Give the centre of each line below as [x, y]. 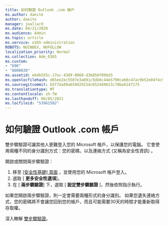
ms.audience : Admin [25, 33]
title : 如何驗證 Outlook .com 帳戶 [40, 10]
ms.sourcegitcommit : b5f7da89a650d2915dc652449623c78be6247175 [72, 84]
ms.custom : [16, 61]
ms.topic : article [24, 38]
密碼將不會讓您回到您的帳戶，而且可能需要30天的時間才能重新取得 [91, 202]
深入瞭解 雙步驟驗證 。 [28, 218]
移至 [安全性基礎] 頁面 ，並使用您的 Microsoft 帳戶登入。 [71, 172]
